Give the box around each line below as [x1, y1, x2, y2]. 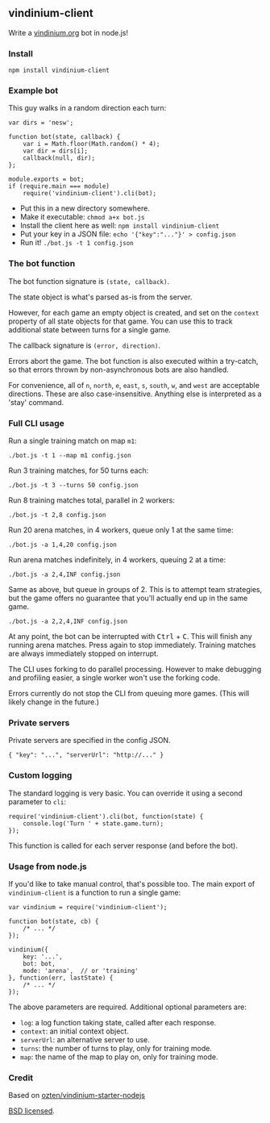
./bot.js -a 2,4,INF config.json [8, 570, 121, 578]
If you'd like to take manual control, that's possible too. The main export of [8, 879, 255, 888]
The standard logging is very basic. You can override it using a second [8, 788, 243, 798]
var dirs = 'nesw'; [8, 119, 74, 127]
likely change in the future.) [8, 697, 99, 707]
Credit [8, 1072, 34, 1083]
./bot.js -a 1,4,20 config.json [8, 541, 117, 549]
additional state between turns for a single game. [8, 324, 172, 334]
